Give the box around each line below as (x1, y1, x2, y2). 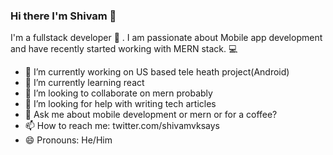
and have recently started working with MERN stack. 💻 (10, 43, 238, 55)
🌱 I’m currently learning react (24, 77, 145, 89)
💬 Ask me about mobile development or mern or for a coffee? (24, 109, 278, 121)
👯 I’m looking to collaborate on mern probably (24, 87, 213, 99)
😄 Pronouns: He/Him (24, 134, 113, 146)
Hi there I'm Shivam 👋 (10, 9, 117, 23)
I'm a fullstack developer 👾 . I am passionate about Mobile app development (10, 32, 323, 44)
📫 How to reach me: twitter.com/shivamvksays (24, 120, 220, 132)
